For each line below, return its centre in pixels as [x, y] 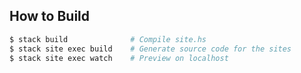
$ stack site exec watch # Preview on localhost [119, 58]
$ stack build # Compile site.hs [108, 39]
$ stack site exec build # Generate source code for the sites [150, 49]
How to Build [50, 16]
